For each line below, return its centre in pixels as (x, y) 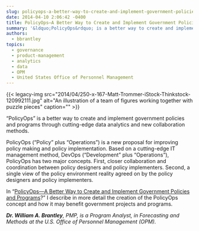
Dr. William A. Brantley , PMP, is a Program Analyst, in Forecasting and (93, 216)
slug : (13, 12)
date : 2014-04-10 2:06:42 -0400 (46, 17)
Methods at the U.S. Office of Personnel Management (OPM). (81, 222)
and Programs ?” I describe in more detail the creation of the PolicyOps (92, 198)
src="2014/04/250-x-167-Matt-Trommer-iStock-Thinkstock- (117, 95)
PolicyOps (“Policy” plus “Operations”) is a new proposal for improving (92, 142)
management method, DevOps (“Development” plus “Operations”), (88, 155)
